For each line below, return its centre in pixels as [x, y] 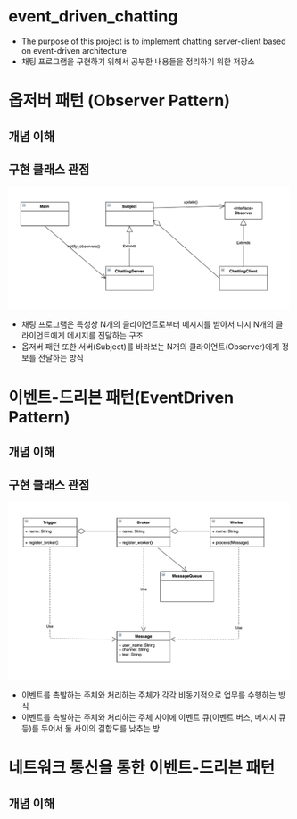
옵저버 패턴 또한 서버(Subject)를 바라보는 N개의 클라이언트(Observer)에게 [150, 347]
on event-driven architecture [74, 50]
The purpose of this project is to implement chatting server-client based [153, 41]
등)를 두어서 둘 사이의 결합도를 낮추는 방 [91, 728]
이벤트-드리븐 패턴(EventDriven [121, 397]
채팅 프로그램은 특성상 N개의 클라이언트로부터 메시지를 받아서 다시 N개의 [147, 324]
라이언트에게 [43, 336]
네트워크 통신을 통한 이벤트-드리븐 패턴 [142, 768]
